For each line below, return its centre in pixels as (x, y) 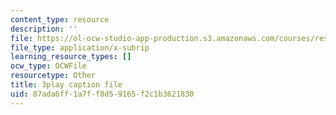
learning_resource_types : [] (71, 57)
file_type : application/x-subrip (80, 47)
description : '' (44, 29)
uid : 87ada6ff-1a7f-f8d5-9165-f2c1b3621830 (102, 94)
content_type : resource (60, 19)
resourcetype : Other (53, 76)
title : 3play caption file (66, 85)
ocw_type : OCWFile (48, 66)
